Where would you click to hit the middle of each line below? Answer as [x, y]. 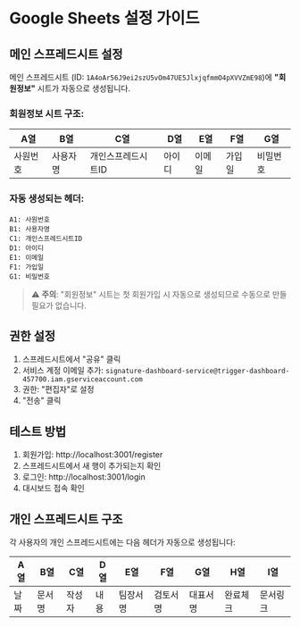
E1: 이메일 [27, 257]
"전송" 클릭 [42, 401]
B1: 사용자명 [30, 229]
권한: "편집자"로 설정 [58, 389]
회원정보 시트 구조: [47, 113]
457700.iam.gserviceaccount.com [82, 380]
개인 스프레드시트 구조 [66, 519]
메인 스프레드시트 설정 [66, 54]
